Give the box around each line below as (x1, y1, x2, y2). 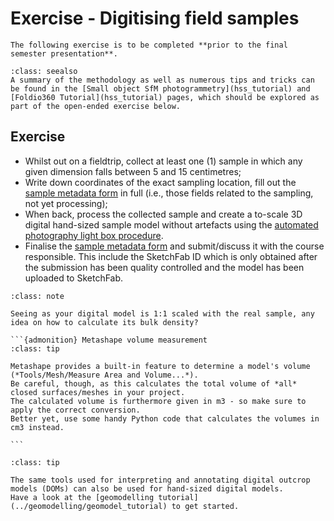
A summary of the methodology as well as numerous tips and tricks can (10, 75, 315, 85)
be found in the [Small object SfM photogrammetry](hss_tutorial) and (10, 83, 311, 94)
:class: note (10, 291, 65, 301)
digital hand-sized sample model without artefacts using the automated (24, 218, 319, 231)
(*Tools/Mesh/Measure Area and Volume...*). (10, 370, 199, 380)
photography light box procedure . (24, 229, 164, 241)
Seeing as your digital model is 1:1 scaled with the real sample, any (10, 308, 315, 319)
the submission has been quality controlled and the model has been (24, 261, 305, 273)
